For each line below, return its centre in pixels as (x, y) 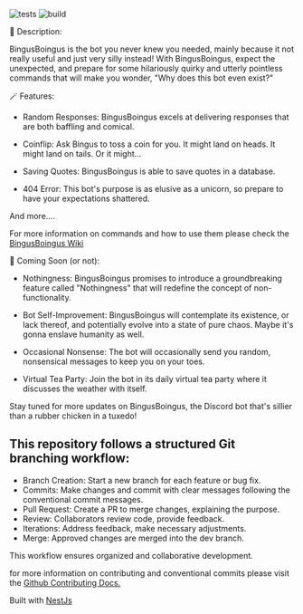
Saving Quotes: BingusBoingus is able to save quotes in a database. (149, 171)
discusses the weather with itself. (85, 389)
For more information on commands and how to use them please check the (149, 234)
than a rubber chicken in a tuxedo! (73, 416)
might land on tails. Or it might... (82, 153)
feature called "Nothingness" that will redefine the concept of (137, 288)
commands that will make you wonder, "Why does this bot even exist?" (142, 78)
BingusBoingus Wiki (47, 243)
